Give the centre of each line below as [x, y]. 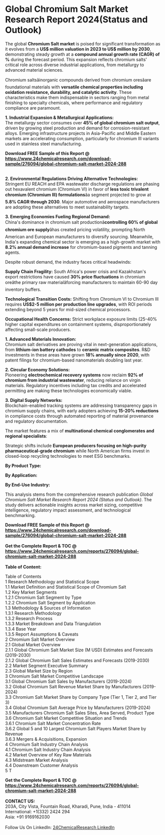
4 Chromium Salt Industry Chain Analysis [47, 744]
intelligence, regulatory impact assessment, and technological [68, 510]
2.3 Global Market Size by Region [39, 671]
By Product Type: [23, 466]
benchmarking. [20, 515]
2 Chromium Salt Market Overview [40, 639]
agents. [13, 252]
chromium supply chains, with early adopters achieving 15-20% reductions [82, 410]
